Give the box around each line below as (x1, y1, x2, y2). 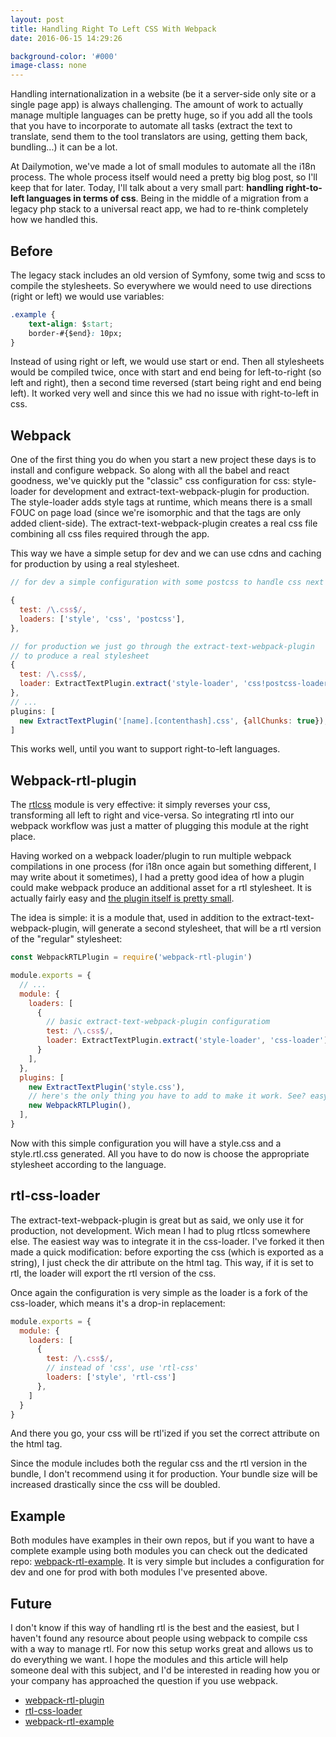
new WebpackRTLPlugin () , (28, 1101, 132, 1111)
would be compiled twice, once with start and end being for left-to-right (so (10, 366, 322, 378)
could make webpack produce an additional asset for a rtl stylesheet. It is (10, 882, 312, 894)
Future (10, 1595, 53, 1612)
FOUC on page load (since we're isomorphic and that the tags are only (10, 507, 302, 519)
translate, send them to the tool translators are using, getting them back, (10, 131, 308, 143)
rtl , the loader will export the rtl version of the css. (10, 1267, 217, 1279)
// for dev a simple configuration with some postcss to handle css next (10, 577, 325, 588)
